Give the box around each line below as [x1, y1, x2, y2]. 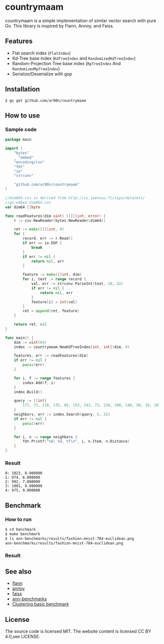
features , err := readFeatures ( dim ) [14, 353, 89, 358]
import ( [5, 146, 23, 151]
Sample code [5, 126, 37, 133]
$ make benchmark [5, 531, 41, 536]
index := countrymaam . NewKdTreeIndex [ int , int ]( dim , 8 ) [14, 344, 130, 349]
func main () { [5, 335, 34, 340]
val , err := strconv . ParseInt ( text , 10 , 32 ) [31, 281, 123, 286]
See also [5, 567, 32, 575]
